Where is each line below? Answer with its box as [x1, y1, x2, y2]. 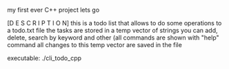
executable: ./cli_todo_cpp [7, 54, 81, 62]
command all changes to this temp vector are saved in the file [7, 41, 183, 49]
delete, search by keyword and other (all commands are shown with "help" [7, 33, 219, 42]
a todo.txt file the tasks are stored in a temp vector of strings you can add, [7, 27, 219, 34]
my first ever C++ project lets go [7, 6, 100, 14]
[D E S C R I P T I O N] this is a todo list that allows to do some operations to [7, 19, 222, 27]
